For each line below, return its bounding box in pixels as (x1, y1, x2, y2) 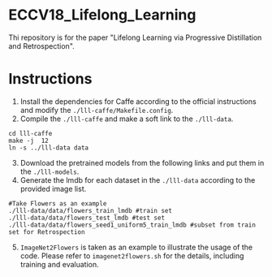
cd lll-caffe (8, 129, 53, 137)
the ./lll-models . (19, 167, 80, 176)
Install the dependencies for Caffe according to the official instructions (19, 96, 257, 106)
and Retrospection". (8, 41, 75, 50)
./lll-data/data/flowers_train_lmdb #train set (8, 206, 173, 214)
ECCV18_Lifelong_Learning (8, 6, 196, 24)
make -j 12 (8, 136, 49, 145)
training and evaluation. (19, 259, 99, 269)
